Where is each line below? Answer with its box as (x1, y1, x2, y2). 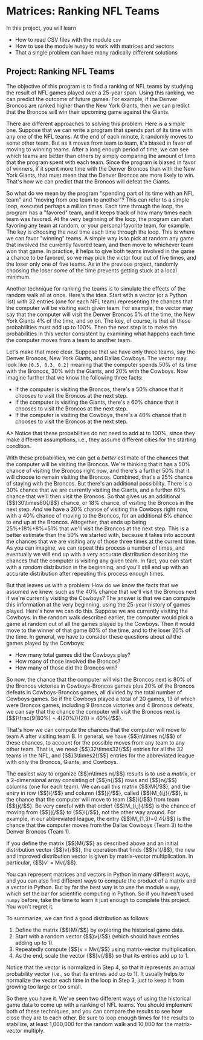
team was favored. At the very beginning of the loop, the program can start (6, 215, 193, 222)
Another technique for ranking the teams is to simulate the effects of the (6, 285, 186, 292)
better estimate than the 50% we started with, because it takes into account (6, 531, 195, 538)
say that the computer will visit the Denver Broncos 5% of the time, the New (6, 311, 195, 318)
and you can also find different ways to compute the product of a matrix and (6, 877, 196, 884)
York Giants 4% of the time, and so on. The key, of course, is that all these (6, 317, 192, 324)
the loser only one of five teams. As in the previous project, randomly (6, 260, 178, 268)
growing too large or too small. (6, 982, 83, 990)
